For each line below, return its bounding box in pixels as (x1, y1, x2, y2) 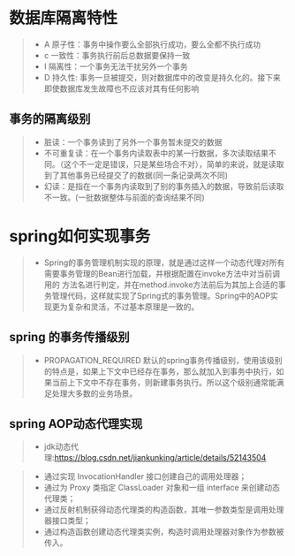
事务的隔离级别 (9, 111, 91, 126)
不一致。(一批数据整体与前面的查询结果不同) (43, 192, 205, 202)
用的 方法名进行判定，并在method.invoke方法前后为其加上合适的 (43, 279, 278, 290)
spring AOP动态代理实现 (9, 416, 143, 431)
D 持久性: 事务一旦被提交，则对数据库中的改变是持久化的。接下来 (43, 72, 281, 82)
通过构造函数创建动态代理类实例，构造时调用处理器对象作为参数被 (43, 527, 284, 537)
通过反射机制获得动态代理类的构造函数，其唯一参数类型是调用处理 (43, 505, 284, 515)
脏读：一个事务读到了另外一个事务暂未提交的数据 (43, 136, 223, 147)
